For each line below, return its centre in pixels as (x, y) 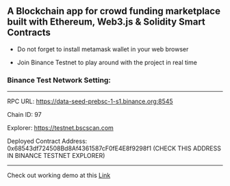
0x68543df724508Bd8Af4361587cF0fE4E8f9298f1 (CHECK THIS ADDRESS (114, 148)
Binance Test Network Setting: (59, 80)
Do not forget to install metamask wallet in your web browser (103, 49)
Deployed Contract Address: (47, 141)
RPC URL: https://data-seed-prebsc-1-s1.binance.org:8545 (90, 101)
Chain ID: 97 (25, 115)
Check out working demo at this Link (59, 175)
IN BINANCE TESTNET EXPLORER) (56, 156)
